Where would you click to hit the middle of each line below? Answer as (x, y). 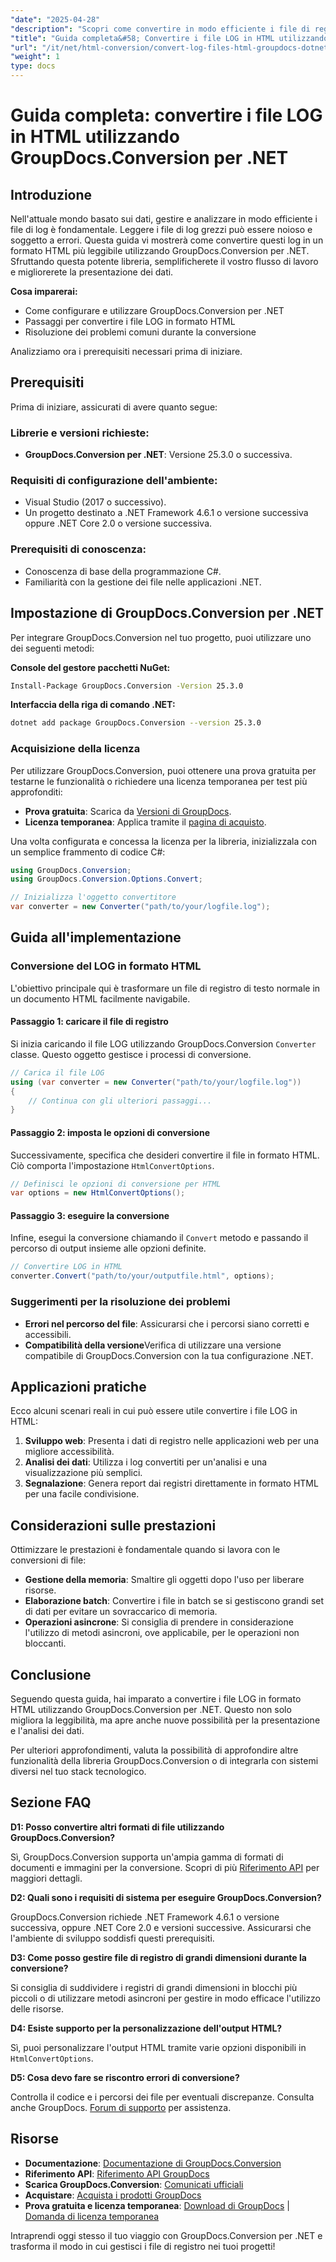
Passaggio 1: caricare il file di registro (89, 1022)
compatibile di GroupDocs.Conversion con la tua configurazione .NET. (169, 1355)
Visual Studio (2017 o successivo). (95, 502)
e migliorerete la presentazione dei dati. (92, 272)
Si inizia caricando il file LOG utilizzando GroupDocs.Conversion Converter (163, 1043)
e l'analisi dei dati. (47, 1730)
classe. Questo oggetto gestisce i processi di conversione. (131, 1054)
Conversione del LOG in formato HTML (106, 966)
